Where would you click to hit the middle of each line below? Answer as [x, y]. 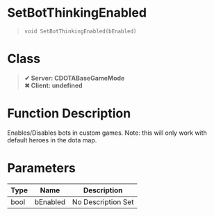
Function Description [69, 114]
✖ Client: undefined [53, 85]
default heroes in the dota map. [52, 140]
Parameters [42, 168]
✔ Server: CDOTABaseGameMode [74, 78]
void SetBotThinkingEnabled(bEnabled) [80, 31]
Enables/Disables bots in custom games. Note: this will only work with [107, 133]
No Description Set [103, 201]
